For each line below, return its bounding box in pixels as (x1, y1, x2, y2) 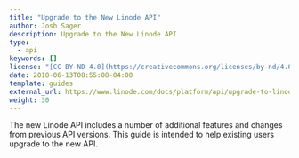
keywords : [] (9, 54, 58, 63)
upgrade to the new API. (9, 138, 98, 149)
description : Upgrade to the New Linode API (9, 29, 177, 38)
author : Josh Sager (9, 21, 82, 30)
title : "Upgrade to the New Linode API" (9, 12, 162, 22)
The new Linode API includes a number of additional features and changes (9, 120, 283, 130)
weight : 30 (9, 95, 50, 105)
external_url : (9, 87, 62, 96)
